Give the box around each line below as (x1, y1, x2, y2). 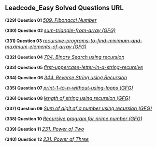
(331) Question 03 (5, 38, 42, 44)
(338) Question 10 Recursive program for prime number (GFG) (5, 115, 143, 122)
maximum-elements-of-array (5, 43, 72, 50)
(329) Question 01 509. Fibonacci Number (5, 16, 97, 23)
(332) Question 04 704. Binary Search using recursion (5, 53, 125, 60)
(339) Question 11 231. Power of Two (5, 125, 85, 132)
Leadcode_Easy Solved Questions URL (5, 4, 124, 12)
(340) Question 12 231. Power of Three (5, 135, 89, 142)
